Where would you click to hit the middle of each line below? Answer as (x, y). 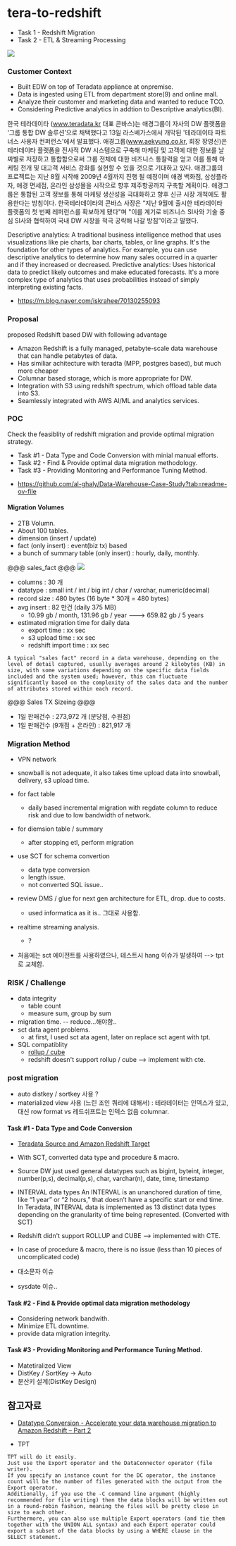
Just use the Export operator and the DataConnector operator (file (110, 1464)
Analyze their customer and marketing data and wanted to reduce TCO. (121, 102)
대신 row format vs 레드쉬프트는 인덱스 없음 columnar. (93, 1111)
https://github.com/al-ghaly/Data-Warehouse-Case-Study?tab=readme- (122, 483)
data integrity (37, 998)
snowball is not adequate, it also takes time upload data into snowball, (119, 773)
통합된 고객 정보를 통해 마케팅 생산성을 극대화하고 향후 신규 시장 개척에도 (120, 194)
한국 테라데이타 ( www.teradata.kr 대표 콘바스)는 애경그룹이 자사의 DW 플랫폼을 (117, 124)
